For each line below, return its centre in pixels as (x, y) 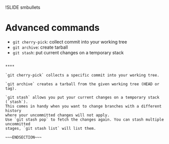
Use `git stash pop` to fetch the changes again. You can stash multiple (85, 119)
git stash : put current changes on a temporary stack (68, 52)
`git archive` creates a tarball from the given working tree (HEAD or (82, 84)
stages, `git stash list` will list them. (51, 128)
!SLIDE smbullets (23, 7)
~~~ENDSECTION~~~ (24, 137)
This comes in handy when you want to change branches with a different (83, 106)
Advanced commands (52, 28)
